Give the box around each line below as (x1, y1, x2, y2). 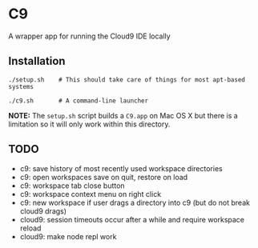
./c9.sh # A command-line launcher (8, 97, 149, 105)
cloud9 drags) (19, 206, 67, 216)
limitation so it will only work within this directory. (8, 119, 171, 129)
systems (8, 82, 34, 90)
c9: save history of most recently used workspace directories (19, 163, 223, 173)
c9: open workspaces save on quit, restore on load (19, 172, 188, 182)
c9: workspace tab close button (19, 181, 126, 190)
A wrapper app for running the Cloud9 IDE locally (8, 31, 171, 41)
